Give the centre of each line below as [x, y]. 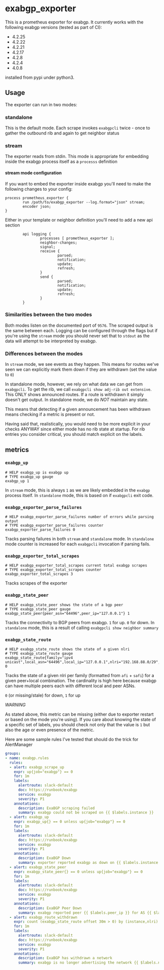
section [13, 225]
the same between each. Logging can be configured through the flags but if [81, 330]
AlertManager [19, 744]
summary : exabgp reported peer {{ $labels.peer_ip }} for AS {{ [85, 913]
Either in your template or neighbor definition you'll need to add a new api [79, 220]
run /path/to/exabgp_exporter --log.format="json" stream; [84, 202]
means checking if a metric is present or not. [50, 414]
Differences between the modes [44, 354]
